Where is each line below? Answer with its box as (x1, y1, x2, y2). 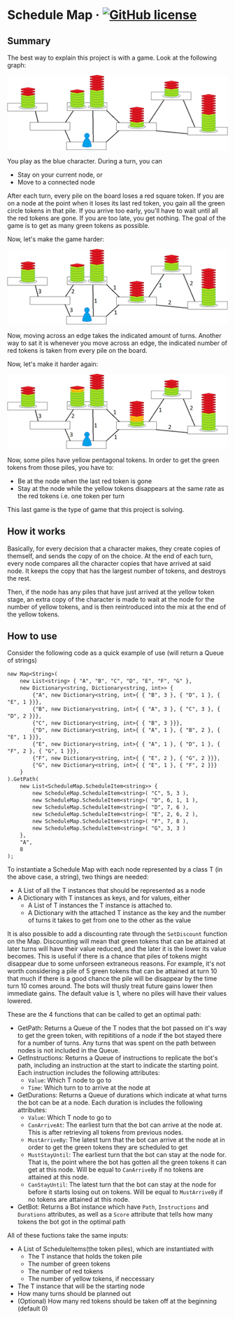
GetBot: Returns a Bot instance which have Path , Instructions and (17, 1203, 208, 1211)
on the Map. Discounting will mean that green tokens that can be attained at (7, 937, 226, 946)
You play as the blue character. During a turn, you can (7, 157, 163, 165)
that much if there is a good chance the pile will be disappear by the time (7, 975, 218, 983)
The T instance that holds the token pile (27, 1252, 143, 1261)
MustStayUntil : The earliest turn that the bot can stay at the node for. (27, 1151, 227, 1159)
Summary (7, 35, 51, 47)
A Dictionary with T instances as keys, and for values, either (17, 894, 191, 902)
